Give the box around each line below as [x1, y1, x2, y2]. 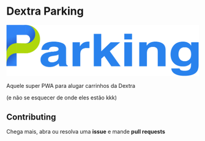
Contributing [6, 112, 56, 122]
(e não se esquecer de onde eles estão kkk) [6, 94, 117, 101]
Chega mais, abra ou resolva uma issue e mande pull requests [6, 128, 165, 136]
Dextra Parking [6, 4, 84, 18]
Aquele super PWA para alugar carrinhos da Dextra [6, 82, 136, 90]
